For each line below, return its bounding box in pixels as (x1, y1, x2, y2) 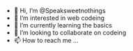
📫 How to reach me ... (13, 37, 79, 44)
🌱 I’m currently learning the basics (13, 21, 113, 29)
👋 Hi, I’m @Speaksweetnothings (13, 7, 106, 14)
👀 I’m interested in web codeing (13, 14, 105, 22)
